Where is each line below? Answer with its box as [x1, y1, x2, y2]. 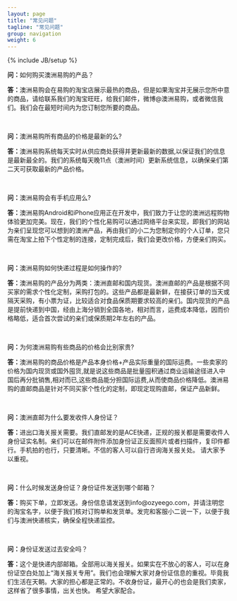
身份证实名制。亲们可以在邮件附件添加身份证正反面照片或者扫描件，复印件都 [7, 437, 230, 445]
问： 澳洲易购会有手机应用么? [7, 194, 92, 202]
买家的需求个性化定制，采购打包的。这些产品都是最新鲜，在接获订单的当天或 [7, 288, 230, 296]
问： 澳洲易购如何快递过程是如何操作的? [7, 264, 122, 272]
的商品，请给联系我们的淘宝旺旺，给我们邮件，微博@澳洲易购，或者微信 [7, 95, 217, 103]
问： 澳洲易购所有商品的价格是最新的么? [7, 132, 122, 141]
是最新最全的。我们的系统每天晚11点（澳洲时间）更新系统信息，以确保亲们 [7, 156, 223, 165]
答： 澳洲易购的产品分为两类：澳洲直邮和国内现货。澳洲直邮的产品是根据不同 [7, 279, 230, 287]
